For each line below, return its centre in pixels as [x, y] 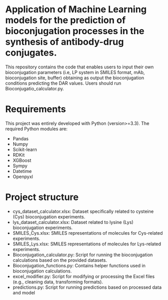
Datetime [22, 171]
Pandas [21, 138]
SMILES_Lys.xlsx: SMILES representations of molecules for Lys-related [87, 244]
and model [24, 292]
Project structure [42, 197]
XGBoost [22, 160]
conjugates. [31, 53]
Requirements [36, 109]
